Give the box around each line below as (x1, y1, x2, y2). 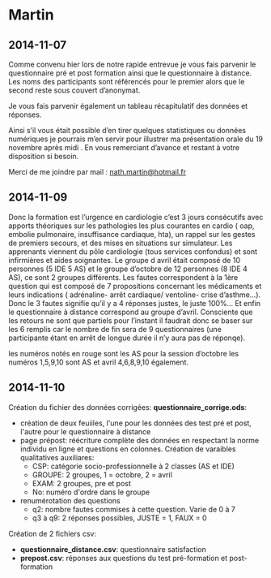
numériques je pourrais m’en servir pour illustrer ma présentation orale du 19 (8, 134, 264, 144)
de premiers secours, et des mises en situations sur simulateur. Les (8, 238, 233, 248)
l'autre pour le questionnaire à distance (19, 426, 151, 436)
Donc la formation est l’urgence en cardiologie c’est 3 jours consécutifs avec (8, 212, 264, 222)
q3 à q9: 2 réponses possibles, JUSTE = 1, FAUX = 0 (32, 513, 208, 523)
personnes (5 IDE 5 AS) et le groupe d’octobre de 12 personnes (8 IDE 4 (8, 264, 248, 274)
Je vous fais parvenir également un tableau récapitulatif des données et (8, 101, 248, 110)
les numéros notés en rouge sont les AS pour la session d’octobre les (8, 348, 239, 358)
